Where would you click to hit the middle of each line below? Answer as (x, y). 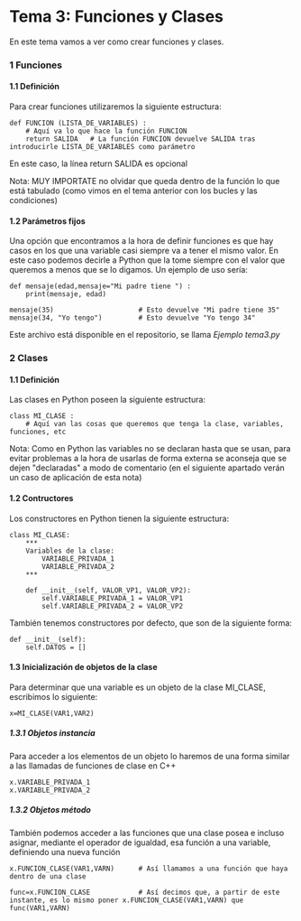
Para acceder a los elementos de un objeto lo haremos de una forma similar (150, 756)
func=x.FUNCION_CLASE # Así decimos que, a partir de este (145, 892)
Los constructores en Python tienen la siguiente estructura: (119, 518)
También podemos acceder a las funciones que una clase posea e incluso (147, 833)
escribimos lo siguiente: (54, 696)
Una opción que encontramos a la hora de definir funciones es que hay (141, 241)
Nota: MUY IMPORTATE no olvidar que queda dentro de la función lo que (145, 181)
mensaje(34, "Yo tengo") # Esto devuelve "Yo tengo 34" (132, 318)
